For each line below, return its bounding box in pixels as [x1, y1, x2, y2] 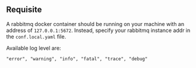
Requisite [6, 5, 42, 15]
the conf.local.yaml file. [6, 33, 67, 40]
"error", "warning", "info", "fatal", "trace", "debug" [6, 56, 148, 61]
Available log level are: [6, 44, 61, 51]
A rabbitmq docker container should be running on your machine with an [6, 20, 185, 27]
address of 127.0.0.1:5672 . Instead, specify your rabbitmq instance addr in [6, 27, 191, 34]
